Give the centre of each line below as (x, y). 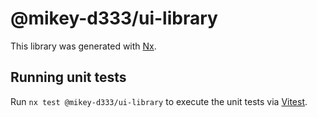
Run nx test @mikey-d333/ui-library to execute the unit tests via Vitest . (159, 101)
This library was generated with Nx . (83, 46)
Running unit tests (68, 77)
